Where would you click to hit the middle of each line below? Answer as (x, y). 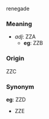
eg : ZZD (16, 99)
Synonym (20, 86)
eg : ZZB (33, 43)
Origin (15, 59)
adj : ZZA (25, 37)
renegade (18, 9)
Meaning (19, 24)
